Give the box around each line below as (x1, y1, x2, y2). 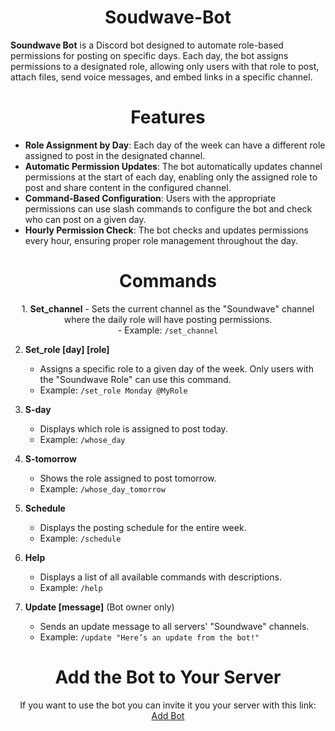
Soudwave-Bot (104, 6, 232, 29)
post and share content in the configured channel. (24, 181, 232, 193)
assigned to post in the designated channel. (24, 149, 206, 161)
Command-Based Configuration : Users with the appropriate (24, 192, 277, 204)
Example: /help (39, 581, 103, 593)
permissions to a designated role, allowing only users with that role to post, (10, 60, 320, 72)
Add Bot (151, 709, 185, 721)
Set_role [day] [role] (24, 343, 110, 355)
